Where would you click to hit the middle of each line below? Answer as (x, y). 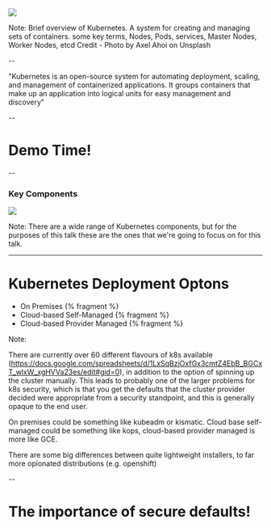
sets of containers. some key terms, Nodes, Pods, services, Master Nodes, (133, 36)
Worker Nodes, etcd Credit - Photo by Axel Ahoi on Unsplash (110, 45)
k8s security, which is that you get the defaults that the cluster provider (127, 389)
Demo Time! (50, 151)
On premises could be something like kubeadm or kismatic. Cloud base (127, 422)
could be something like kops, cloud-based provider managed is (148, 431)
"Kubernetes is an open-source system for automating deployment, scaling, (134, 76)
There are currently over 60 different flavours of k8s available (111, 355)
